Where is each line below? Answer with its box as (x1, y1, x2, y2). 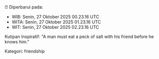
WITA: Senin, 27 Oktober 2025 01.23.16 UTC (11, 19, 101, 25)
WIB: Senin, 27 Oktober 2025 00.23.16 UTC (11, 14, 99, 20)
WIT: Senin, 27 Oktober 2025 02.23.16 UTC (11, 24, 99, 30)
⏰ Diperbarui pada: (4, 4, 44, 10)
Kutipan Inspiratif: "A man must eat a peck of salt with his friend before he (4, 34, 154, 39)
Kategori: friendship (4, 48, 45, 54)
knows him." (4, 39, 30, 44)
